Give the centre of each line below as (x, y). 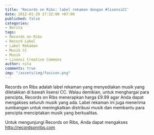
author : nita (18, 64)
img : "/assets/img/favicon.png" (38, 73)
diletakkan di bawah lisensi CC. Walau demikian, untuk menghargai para (77, 92)
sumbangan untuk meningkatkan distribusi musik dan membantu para (75, 107)
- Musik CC (16, 50)
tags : (10, 32)
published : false (23, 19)
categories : (17, 23)
